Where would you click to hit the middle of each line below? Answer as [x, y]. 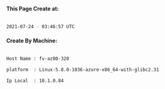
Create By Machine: [32, 40]
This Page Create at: [33, 9]
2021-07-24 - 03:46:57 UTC [40, 27]
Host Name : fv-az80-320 [38, 59]
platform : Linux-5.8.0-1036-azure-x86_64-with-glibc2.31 [83, 70]
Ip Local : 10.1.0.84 [35, 81]
